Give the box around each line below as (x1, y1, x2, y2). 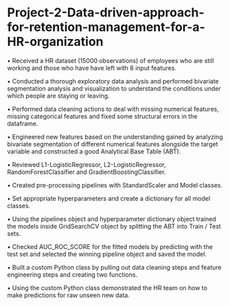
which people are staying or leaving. (7, 91, 110, 100)
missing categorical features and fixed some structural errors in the (7, 112, 198, 120)
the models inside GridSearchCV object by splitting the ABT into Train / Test (7, 222, 221, 230)
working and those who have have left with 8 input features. (7, 64, 177, 72)
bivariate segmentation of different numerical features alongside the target (7, 140, 218, 148)
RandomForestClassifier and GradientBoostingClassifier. (7, 168, 166, 176)
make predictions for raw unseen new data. (7, 291, 130, 299)
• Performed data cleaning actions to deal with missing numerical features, (7, 105, 220, 113)
